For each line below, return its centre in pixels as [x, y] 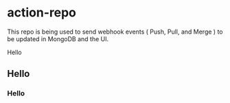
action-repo [42, 13]
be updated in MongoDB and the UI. [58, 38]
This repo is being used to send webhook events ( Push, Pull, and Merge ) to [115, 32]
